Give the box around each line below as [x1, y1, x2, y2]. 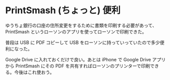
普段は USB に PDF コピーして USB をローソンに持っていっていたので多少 [5, 39, 160, 46]
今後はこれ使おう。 [14, 69, 55, 75]
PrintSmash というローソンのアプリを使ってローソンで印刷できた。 [5, 28, 147, 34]
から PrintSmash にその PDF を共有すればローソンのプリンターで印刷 [5, 63, 151, 69]
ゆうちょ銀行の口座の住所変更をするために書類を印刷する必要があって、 [5, 22, 157, 28]
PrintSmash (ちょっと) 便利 [5, 5, 121, 16]
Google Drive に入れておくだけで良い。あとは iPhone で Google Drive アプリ [5, 56, 166, 62]
